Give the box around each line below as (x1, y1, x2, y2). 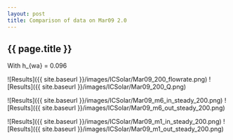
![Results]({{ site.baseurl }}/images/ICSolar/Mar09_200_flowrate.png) (7, 75, 208, 84)
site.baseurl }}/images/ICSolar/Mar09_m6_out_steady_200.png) (41, 103, 226, 113)
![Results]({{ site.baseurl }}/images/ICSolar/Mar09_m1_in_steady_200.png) (7, 117, 222, 126)
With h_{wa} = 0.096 (7, 61, 67, 70)
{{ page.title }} (7, 43, 72, 55)
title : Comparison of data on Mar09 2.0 (7, 17, 128, 24)
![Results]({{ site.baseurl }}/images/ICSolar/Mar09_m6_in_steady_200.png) (7, 96, 223, 105)
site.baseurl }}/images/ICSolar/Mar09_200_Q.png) (41, 82, 187, 91)
